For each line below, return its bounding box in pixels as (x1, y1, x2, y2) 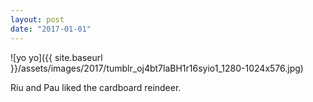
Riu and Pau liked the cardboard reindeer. (10, 81, 182, 93)
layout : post (10, 14, 65, 25)
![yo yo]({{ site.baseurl (10, 51, 103, 63)
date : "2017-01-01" (10, 24, 92, 34)
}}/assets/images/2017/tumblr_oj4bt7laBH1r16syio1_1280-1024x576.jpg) (10, 62, 304, 74)
